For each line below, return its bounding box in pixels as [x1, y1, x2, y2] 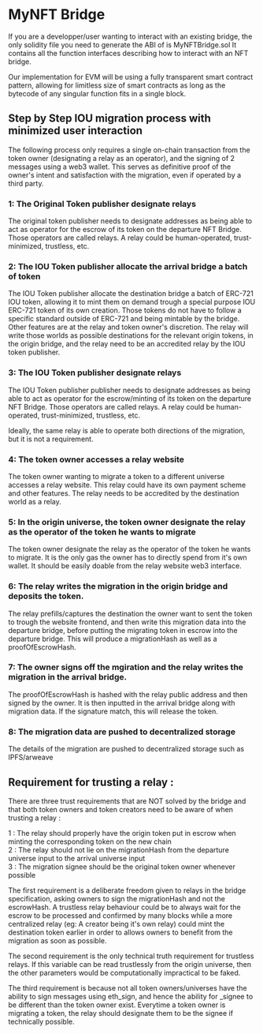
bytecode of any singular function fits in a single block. [8, 88, 187, 98]
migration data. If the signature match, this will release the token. [8, 706, 219, 716]
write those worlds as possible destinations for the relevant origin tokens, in [8, 331, 254, 340]
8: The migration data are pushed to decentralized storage [8, 726, 236, 737]
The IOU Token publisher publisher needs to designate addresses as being [8, 385, 250, 395]
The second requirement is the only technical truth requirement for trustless [8, 951, 254, 961]
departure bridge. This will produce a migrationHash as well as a [8, 634, 218, 643]
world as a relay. [8, 496, 61, 506]
